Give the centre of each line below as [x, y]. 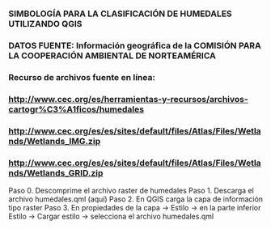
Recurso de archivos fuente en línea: [82, 77]
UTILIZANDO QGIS [45, 23]
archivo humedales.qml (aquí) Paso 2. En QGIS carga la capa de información [136, 199]
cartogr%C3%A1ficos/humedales [76, 109]
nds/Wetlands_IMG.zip [55, 141]
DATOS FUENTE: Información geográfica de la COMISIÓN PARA [135, 45]
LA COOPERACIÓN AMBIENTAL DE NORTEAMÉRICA [112, 55]
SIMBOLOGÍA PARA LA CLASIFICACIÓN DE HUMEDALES [120, 14]
